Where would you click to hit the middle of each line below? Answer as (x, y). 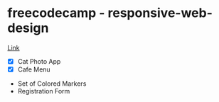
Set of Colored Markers (52, 84)
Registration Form (44, 91)
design (28, 28)
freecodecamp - (56, 13)
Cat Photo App (39, 61)
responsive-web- (160, 13)
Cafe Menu (34, 69)
